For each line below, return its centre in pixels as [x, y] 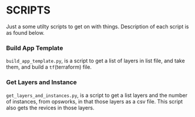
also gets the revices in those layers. [50, 108]
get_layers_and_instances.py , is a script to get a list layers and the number [97, 95]
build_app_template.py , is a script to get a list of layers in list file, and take [95, 61]
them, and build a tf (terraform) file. [49, 67]
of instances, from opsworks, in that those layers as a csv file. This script [95, 101]
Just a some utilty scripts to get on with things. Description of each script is [97, 26]
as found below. [26, 32]
